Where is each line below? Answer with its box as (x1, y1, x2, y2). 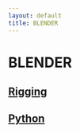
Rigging (8, 85, 48, 99)
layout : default (8, 11, 62, 20)
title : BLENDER (8, 19, 59, 27)
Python (8, 112, 45, 126)
